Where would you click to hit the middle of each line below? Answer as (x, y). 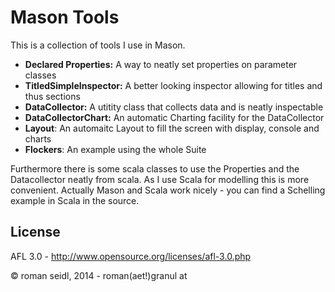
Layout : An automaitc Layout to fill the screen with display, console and (172, 128)
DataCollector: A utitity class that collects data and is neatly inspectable (174, 107)
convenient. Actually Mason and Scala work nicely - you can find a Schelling (168, 190)
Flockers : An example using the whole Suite (115, 149)
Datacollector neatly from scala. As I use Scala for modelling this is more (160, 179)
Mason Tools (65, 17)
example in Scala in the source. (75, 200)
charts (38, 138)
